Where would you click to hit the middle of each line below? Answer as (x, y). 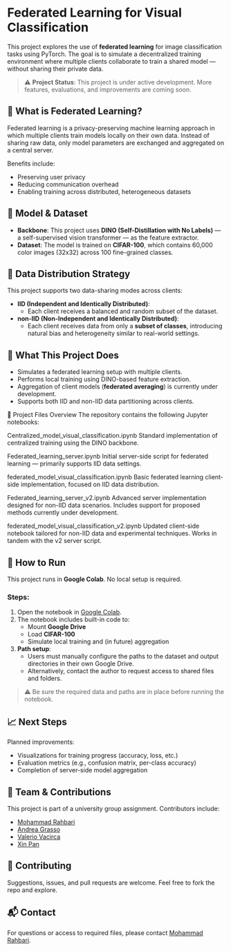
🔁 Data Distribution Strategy (69, 274)
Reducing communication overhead (68, 184)
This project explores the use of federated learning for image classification (115, 46)
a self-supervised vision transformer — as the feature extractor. (108, 238)
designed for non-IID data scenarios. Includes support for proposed (104, 505)
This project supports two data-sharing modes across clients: (95, 291)
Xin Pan (28, 844)
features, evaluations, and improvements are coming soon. (108, 89)
